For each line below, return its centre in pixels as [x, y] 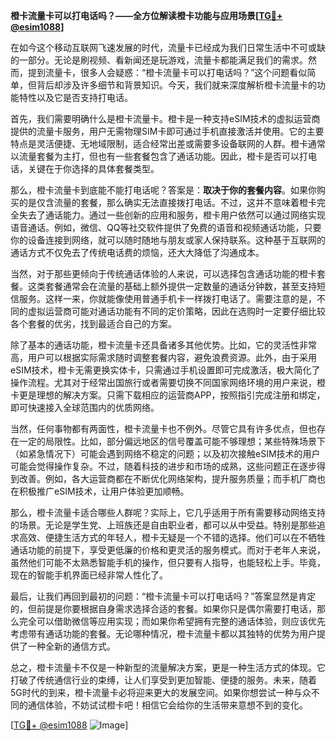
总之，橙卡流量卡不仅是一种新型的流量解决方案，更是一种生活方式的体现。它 [168, 667]
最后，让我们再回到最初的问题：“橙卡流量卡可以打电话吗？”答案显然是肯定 [163, 596]
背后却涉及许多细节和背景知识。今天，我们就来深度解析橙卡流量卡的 [176, 85]
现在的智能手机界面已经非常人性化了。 [89, 575]
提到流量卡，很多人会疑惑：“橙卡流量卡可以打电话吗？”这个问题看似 [167, 72]
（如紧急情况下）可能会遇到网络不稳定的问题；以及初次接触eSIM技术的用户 [165, 453]
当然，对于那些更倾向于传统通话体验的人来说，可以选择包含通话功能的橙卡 [163, 273]
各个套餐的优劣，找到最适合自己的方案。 [93, 323]
